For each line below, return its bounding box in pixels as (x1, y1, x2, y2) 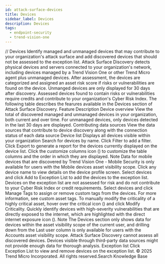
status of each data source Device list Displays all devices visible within (5, 132, 151, 138)
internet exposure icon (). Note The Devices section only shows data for (5, 216, 151, 222)
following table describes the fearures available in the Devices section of (5, 101, 153, 107)
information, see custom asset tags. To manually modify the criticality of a (5, 195, 155, 201)
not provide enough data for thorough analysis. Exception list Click (5, 243, 140, 249)
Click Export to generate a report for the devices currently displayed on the (5, 143, 158, 149)
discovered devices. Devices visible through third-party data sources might (5, 237, 158, 243)
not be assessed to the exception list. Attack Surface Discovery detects (5, 59, 150, 65)
